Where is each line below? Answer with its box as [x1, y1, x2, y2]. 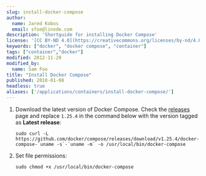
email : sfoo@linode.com [12, 26, 72, 33]
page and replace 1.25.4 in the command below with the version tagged [15, 112, 198, 120]
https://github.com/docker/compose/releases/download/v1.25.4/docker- [15, 136, 200, 142]
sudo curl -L [15, 130, 49, 137]
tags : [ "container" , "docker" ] [6, 49, 84, 55]
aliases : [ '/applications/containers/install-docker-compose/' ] [6, 89, 174, 95]
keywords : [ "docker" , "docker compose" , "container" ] [6, 44, 147, 50]
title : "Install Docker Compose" [6, 72, 92, 78]
